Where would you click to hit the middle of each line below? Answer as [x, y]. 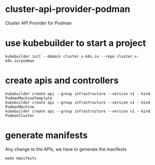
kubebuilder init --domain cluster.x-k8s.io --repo [60, 56]
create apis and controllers [62, 81]
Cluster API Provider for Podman [39, 23]
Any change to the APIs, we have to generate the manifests [66, 149]
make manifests [21, 158]
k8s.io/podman [20, 61]
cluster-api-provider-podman [68, 9]
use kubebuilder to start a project [76, 43]
